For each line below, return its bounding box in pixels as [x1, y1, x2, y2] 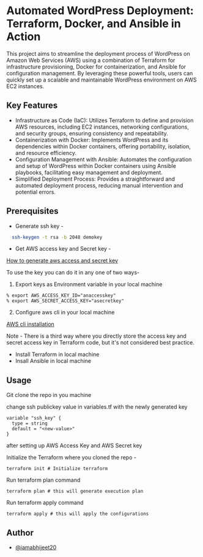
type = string [12, 420, 48, 426]
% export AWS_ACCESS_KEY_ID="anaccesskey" [6, 292, 116, 299]
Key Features [6, 100, 58, 111]
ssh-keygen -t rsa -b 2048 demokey [12, 234, 103, 240]
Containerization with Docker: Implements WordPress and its [15, 136, 169, 143]
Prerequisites [6, 206, 59, 216]
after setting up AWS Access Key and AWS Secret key [6, 442, 142, 449]
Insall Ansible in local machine [15, 357, 92, 365]
